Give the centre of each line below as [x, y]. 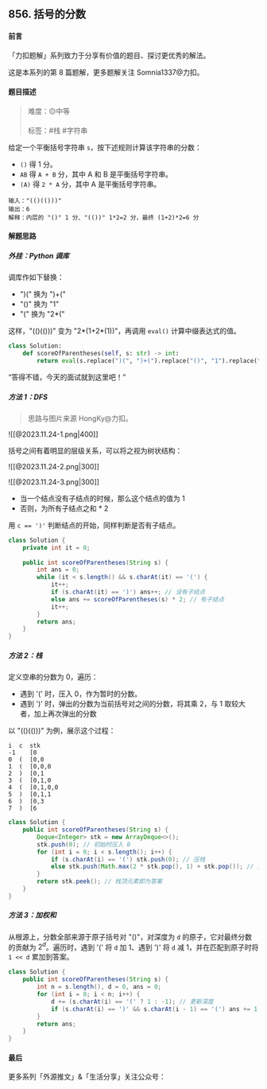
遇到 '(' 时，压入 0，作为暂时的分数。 [80, 694]
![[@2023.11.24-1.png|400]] [53, 434]
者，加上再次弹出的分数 [58, 714]
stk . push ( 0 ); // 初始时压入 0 [84, 844]
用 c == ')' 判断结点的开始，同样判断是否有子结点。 [94, 525]
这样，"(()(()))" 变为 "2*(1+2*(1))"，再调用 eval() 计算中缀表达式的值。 [124, 331]
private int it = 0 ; [56, 547]
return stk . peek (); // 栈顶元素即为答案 [100, 881]
